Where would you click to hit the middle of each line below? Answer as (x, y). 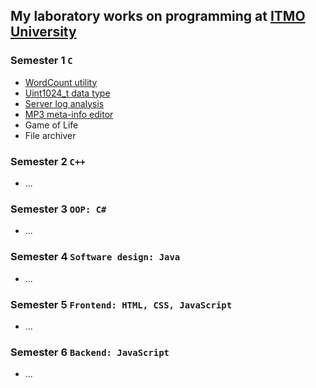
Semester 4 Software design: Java (95, 257)
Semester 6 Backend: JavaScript (90, 352)
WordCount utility (61, 82)
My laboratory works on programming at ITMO (158, 16)
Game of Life (51, 125)
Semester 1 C (41, 61)
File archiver (50, 135)
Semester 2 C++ (48, 161)
